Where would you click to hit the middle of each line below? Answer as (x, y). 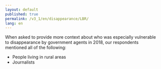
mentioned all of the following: (36, 47)
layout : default (22, 10)
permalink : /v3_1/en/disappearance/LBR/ (47, 19)
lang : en (14, 23)
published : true (22, 14)
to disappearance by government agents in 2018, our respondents (72, 43)
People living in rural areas (39, 57)
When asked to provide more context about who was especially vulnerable (80, 37)
